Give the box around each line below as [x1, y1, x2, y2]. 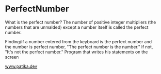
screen [5, 54, 19, 60]
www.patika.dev [5, 63, 37, 69]
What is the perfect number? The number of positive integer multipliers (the [5, 19, 156, 25]
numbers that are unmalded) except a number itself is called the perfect [5, 24, 149, 30]
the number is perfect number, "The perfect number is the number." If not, [5, 44, 153, 49]
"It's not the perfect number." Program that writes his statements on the [5, 49, 148, 55]
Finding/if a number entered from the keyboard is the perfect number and [5, 38, 152, 44]
